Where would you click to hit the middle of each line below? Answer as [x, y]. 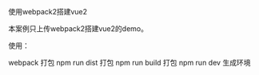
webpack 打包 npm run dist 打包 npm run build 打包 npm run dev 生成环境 [129, 63]
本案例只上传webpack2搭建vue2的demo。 [78, 29]
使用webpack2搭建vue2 [48, 12]
